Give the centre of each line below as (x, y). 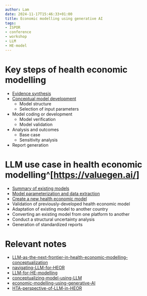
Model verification (37, 119)
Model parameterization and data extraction (56, 193)
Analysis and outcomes (35, 130)
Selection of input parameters (49, 109)
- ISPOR (13, 28)
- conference (18, 32)
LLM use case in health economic (74, 164)
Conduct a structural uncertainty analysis (53, 219)
